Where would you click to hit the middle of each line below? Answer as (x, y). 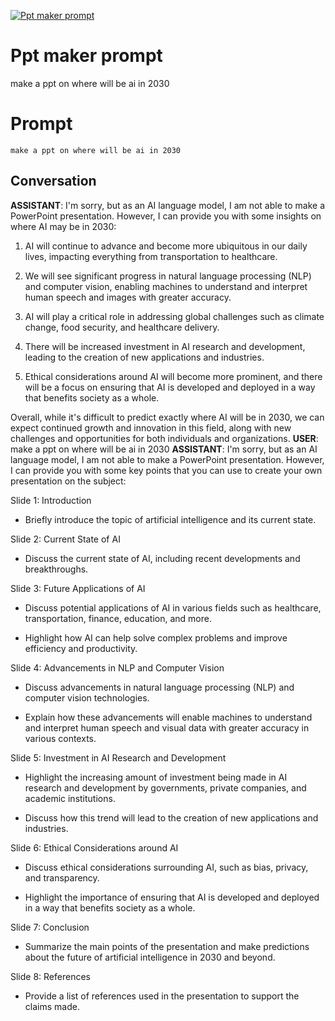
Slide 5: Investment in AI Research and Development (118, 757)
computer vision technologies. (87, 697)
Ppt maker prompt (86, 56)
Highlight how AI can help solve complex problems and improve (156, 637)
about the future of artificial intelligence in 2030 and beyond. (150, 957)
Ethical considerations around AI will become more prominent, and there (173, 376)
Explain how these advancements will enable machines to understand (168, 717)
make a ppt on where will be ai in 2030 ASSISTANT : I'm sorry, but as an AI (164, 449)
